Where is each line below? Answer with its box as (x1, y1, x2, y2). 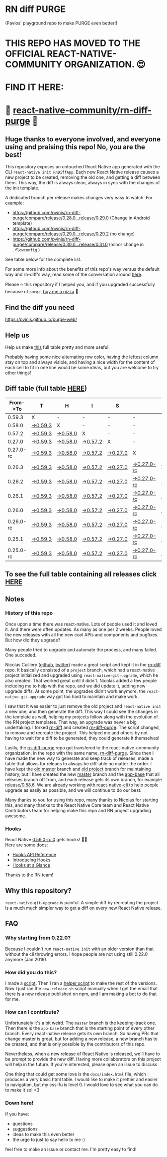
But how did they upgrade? (5, 637, 61, 643)
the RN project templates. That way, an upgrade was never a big (5, 719, 137, 725)
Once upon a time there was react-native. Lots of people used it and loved (5, 621, 158, 627)
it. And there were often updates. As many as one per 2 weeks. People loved (5, 626, 162, 632)
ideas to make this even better (12, 1131, 75, 1137)
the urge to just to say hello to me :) (12, 1137, 85, 1143)
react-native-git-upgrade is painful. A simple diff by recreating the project (5, 899, 159, 905)
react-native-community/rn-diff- (13, 104, 152, 116)
